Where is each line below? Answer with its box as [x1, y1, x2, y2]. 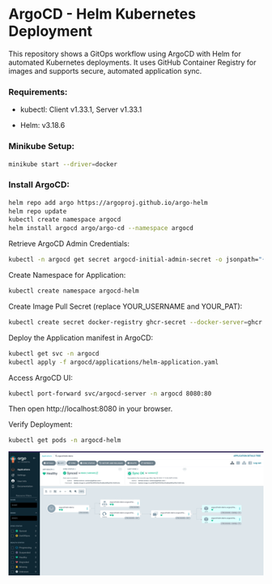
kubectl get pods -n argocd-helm [8, 437, 121, 445]
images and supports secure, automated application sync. [8, 66, 202, 75]
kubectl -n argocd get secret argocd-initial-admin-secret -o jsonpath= [8, 256, 259, 264]
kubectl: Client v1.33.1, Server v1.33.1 [19, 104, 142, 114]
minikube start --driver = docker [8, 160, 117, 168]
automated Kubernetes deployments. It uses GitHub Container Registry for [8, 58, 257, 67]
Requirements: [8, 86, 68, 97]
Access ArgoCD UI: [8, 373, 73, 382]
